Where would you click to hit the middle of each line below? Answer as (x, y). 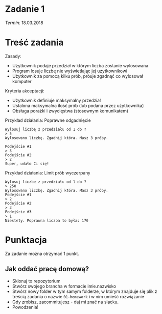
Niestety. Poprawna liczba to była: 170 (47, 220)
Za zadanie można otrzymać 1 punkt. (42, 254)
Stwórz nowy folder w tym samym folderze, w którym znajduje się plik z (85, 291)
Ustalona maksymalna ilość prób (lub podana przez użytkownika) (78, 105)
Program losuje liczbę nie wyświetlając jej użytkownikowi (70, 71)
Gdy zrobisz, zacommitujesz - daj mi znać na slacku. (65, 302)
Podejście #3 (18, 212)
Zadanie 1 (25, 9)
